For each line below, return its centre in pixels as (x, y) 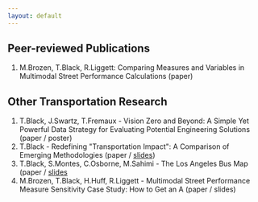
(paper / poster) (46, 138)
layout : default (35, 16)
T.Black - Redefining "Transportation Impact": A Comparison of (124, 146)
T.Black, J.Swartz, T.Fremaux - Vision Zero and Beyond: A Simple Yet (134, 121)
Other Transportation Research (87, 101)
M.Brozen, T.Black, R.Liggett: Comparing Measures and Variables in (132, 68)
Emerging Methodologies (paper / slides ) (87, 155)
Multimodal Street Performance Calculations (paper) (106, 76)
